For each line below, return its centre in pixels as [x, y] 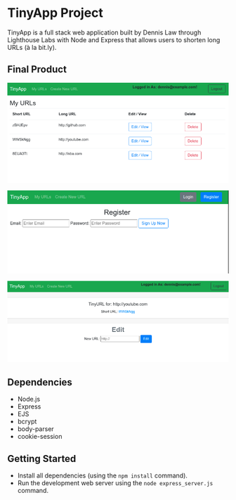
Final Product [37, 69]
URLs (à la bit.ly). [32, 47]
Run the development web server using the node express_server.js [115, 483]
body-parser [35, 429]
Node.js [29, 399]
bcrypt [27, 422]
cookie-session [40, 437]
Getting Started [42, 459]
